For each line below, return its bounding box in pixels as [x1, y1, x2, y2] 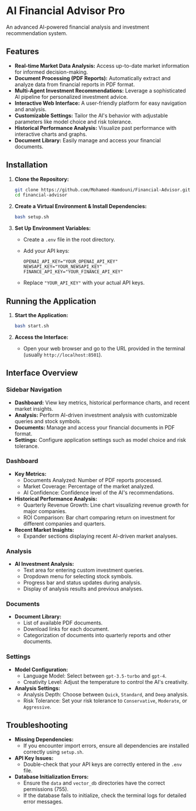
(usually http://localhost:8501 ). [23, 351, 102, 358]
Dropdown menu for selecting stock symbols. [23, 573, 133, 580]
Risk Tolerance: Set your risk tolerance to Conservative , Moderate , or [23, 697, 187, 704]
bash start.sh [14, 323, 49, 329]
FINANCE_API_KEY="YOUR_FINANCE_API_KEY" [23, 269, 123, 275]
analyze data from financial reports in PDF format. [14, 81, 135, 88]
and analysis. [14, 105, 47, 112]
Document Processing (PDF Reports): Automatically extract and [14, 74, 171, 81]
